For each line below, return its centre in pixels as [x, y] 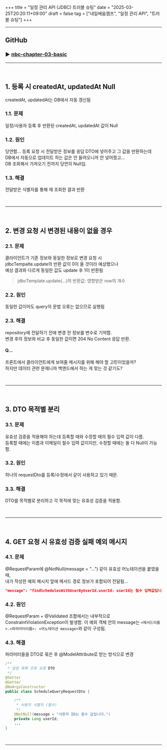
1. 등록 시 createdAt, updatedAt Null [60, 87]
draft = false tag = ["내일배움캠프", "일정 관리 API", [99, 13]
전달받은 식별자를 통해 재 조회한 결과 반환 [45, 190]
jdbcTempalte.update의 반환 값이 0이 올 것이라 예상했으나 [62, 264]
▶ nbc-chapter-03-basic [36, 55]
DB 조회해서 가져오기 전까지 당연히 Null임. [46, 164]
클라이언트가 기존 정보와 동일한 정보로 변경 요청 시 [53, 258]
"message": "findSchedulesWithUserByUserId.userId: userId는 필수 [74, 591]
